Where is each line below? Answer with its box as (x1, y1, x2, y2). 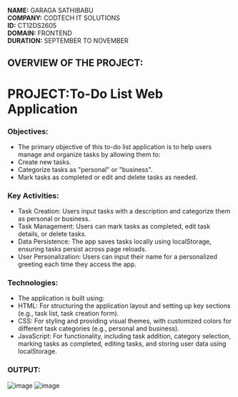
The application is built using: (17, 294, 105, 303)
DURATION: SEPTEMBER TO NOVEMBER (7, 36, 129, 45)
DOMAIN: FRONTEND (7, 29, 73, 37)
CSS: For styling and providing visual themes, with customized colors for (17, 317, 232, 326)
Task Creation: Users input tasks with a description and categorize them (17, 207, 231, 216)
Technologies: (7, 278, 59, 288)
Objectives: (7, 126, 49, 136)
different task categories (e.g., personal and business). (17, 324, 180, 333)
